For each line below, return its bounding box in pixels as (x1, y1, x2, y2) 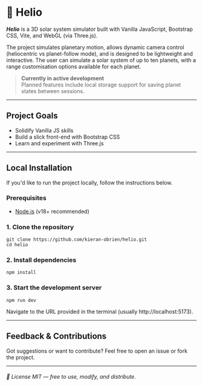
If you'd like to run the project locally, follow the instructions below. (6, 178, 173, 186)
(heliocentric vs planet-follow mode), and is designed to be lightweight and (6, 50, 193, 57)
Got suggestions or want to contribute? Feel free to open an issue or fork (6, 347, 188, 355)
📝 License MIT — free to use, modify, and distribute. (6, 373, 136, 381)
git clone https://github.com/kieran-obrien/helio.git (6, 237, 147, 243)
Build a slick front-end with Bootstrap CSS (14, 133, 120, 140)
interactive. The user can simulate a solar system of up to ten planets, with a (6, 56, 196, 64)
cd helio (6, 242, 28, 248)
